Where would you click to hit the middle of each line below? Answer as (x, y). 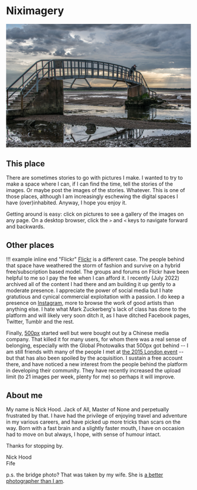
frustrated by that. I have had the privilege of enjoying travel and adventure (97, 416)
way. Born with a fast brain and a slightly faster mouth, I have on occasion (95, 428)
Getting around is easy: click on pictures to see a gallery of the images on (95, 214)
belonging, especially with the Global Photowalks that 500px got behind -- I (97, 345)
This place (26, 164)
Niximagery (35, 11)
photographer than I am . (35, 481)
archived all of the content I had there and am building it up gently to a (91, 284)
